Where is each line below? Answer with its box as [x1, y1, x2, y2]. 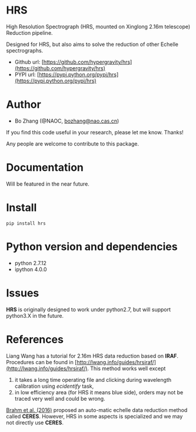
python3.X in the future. [6, 312, 64, 319]
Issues [6, 286, 39, 299]
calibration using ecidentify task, [14, 382, 94, 390]
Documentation [6, 161, 84, 174]
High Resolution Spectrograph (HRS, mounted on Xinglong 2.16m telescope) [6, 23, 191, 30]
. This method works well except [87, 365, 166, 372]
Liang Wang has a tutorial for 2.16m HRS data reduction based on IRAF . [6, 352, 178, 360]
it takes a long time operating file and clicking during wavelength [14, 376, 172, 383]
